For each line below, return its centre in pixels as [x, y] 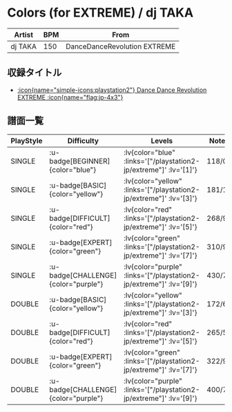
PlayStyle [27, 141]
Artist [23, 35]
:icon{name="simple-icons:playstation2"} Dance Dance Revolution [112, 90]
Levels [162, 141]
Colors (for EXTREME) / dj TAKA [100, 13]
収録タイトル [35, 73]
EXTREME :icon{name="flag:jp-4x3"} [70, 97]
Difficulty [83, 141]
